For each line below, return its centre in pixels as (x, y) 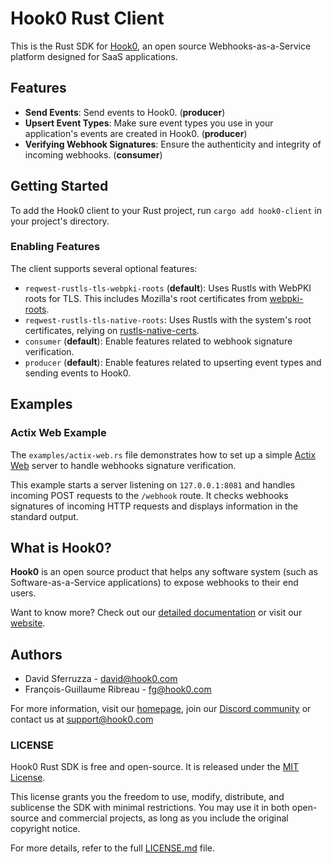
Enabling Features (55, 247)
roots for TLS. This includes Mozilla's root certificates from (146, 298)
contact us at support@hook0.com (82, 719)
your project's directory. (60, 221)
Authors (36, 654)
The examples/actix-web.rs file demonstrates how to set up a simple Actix (163, 454)
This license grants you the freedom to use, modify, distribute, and (147, 797)
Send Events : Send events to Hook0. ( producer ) (125, 112)
